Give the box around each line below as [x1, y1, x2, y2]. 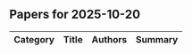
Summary [135, 33, 179, 45]
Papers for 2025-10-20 [9, 7, 141, 22]
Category [13, 33, 55, 45]
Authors [91, 33, 128, 45]
